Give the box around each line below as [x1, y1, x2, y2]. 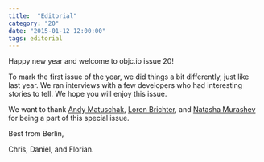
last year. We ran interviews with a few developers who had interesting [8, 81, 243, 90]
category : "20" [8, 19, 60, 27]
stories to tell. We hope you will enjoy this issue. [8, 89, 167, 99]
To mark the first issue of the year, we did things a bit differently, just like [8, 72, 250, 81]
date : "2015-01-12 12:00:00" [8, 27, 106, 35]
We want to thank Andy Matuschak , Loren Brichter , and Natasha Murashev [8, 105, 256, 114]
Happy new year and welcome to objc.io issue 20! [8, 56, 175, 66]
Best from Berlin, [8, 129, 64, 139]
